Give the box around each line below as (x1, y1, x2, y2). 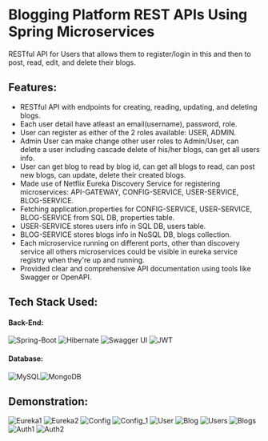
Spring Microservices (8, 22, 155, 41)
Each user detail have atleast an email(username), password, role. (19, 118, 238, 129)
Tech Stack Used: (8, 295, 98, 309)
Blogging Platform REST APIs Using (8, 6, 248, 24)
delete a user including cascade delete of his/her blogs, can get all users (19, 144, 260, 154)
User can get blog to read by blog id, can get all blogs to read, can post (19, 162, 255, 171)
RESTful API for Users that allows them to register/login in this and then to (8, 49, 252, 58)
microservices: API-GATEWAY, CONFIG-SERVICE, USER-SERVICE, (19, 186, 239, 197)
